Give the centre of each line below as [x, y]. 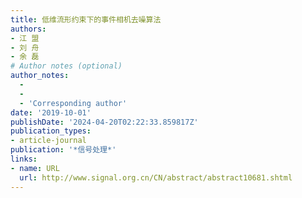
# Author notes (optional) [66, 66]
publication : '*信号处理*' [63, 150]
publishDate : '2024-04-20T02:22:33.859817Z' [104, 122]
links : [24, 159]
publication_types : [51, 131]
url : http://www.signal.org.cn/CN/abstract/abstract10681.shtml [156, 177]
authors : [28, 29]
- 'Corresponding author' [73, 103]
